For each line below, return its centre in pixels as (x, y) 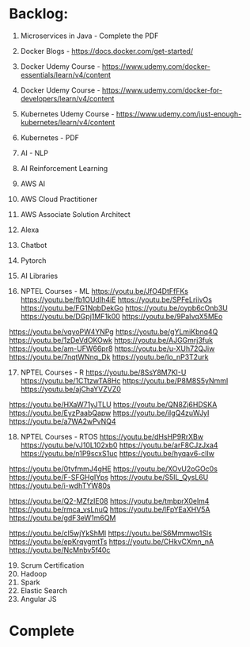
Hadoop (33, 573)
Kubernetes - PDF (50, 137)
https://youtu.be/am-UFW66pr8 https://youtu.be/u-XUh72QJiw (112, 348)
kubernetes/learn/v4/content (68, 122)
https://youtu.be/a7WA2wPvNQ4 (63, 421)
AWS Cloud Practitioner (59, 199)
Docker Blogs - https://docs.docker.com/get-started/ (106, 51)
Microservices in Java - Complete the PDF (89, 36)
